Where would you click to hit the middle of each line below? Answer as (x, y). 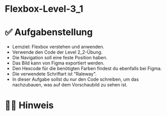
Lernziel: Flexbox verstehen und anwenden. (58, 47)
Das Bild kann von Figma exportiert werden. (58, 63)
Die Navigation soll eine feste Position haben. (60, 58)
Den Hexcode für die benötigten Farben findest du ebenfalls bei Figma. (87, 68)
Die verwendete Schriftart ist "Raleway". (54, 74)
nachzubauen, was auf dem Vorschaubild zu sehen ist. (70, 85)
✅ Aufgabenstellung (49, 32)
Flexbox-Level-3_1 (44, 9)
